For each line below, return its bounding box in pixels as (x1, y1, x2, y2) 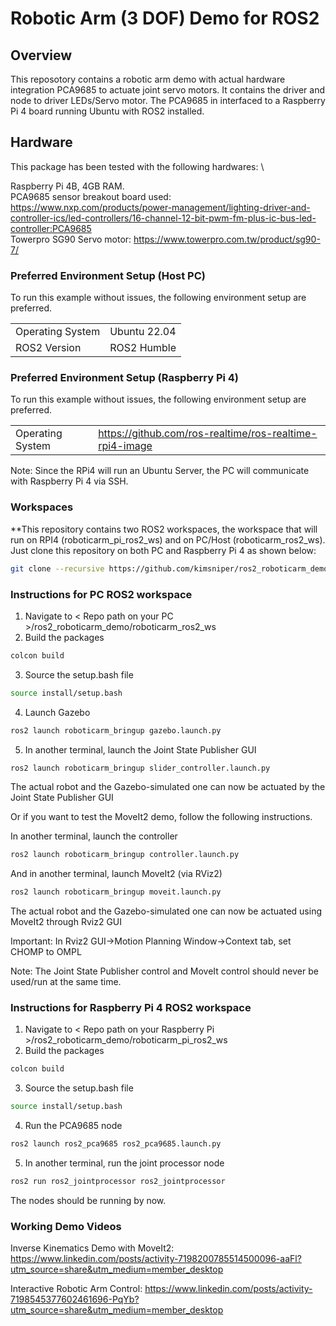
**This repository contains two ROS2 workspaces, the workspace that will (10, 523, 318, 535)
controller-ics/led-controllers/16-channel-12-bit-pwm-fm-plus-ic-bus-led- (10, 212, 317, 224)
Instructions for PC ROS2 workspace (10, 587, 193, 601)
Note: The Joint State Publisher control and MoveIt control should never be (10, 965, 319, 977)
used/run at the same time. (10, 976, 122, 988)
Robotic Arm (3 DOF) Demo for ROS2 (10, 7, 320, 30)
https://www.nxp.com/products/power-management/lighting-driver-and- (10, 201, 311, 213)
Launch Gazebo (24, 706, 91, 718)
